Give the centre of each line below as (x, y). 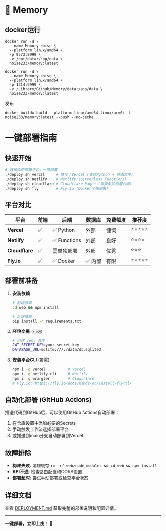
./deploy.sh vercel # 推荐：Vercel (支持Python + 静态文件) (69, 174)
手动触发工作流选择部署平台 (41, 429)
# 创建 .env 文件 (29, 340)
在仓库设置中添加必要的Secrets (44, 423)
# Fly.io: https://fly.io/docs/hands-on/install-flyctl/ (72, 383)
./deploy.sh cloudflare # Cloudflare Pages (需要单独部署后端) (69, 184)
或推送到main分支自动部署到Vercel (47, 436)
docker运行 (23, 30)
